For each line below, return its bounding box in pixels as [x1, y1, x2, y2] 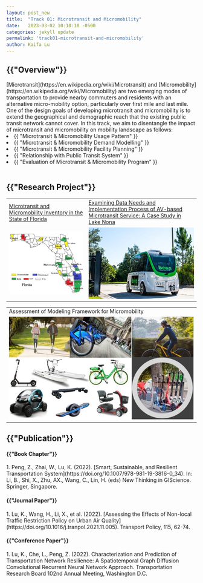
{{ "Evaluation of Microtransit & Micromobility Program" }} [14, 158, 158, 165]
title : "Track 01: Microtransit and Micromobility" [6, 16, 142, 22]
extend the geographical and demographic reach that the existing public [6, 113, 186, 120]
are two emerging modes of [118, 87, 187, 94]
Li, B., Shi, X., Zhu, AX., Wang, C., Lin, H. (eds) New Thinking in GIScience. [6, 476, 192, 484]
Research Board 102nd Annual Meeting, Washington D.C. [6, 570, 148, 577]
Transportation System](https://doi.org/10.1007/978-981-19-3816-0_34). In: [6, 470, 193, 478]
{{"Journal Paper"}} [6, 497, 57, 504]
